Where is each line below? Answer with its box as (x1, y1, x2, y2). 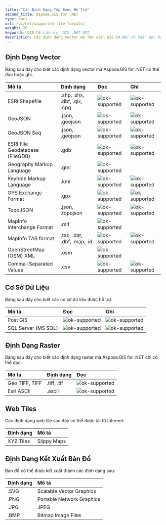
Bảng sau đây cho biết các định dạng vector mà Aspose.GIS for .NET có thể (5, 66, 160, 72)
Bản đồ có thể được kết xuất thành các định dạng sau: (5, 468, 115, 474)
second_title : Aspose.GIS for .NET (5, 12, 79, 17)
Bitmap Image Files (37, 512, 82, 519)
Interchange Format (7, 223, 53, 230)
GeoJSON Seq (7, 129, 41, 136)
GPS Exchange (7, 189, 42, 196)
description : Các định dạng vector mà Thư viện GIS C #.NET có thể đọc (5, 35, 156, 40)
